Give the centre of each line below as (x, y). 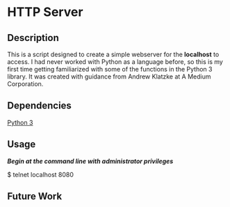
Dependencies (39, 106)
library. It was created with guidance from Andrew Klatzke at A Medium (109, 76)
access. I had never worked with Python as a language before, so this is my (115, 62)
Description (33, 38)
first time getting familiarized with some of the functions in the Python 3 (110, 69)
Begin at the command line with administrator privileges (90, 161)
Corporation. (25, 84)
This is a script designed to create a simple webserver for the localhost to (113, 54)
